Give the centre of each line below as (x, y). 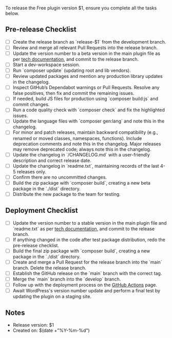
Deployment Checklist (42, 211)
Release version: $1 (33, 325)
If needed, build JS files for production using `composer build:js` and (85, 99)
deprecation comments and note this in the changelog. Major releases (87, 144)
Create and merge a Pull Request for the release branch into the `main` (88, 262)
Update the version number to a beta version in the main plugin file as (87, 53)
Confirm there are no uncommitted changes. (60, 177)
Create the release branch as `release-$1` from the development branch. (89, 42)
